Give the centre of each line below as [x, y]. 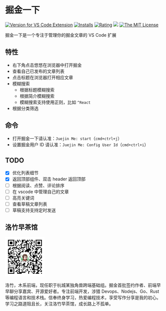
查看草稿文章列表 [30, 204]
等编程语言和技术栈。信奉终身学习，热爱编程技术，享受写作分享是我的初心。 [83, 297]
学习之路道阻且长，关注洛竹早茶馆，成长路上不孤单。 [59, 304]
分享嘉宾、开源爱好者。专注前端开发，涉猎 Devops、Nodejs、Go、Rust [86, 291]
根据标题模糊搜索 [37, 90]
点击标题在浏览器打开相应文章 [42, 77]
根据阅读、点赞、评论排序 [38, 185]
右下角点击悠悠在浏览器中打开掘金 [47, 65]
